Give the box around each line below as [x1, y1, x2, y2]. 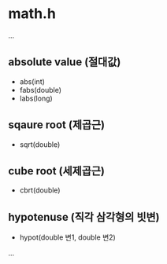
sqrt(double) [19, 139, 61, 149]
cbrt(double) [19, 185, 61, 195]
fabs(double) [19, 85, 61, 94]
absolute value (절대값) [8, 56, 121, 69]
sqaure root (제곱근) [8, 119, 106, 132]
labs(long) [19, 93, 53, 103]
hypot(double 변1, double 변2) [19, 233, 116, 242]
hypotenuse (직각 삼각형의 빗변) [8, 210, 160, 224]
